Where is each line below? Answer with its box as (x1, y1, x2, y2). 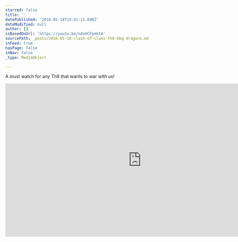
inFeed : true (5, 41, 33, 46)
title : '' (5, 12, 26, 17)
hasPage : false (5, 45, 38, 51)
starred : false (5, 7, 38, 13)
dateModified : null (5, 21, 47, 27)
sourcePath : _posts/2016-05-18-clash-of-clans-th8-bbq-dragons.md (5, 36, 149, 41)
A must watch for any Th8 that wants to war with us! (5, 74, 115, 80)
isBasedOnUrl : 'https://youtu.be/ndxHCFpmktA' (5, 31, 106, 36)
